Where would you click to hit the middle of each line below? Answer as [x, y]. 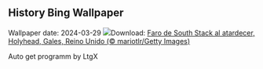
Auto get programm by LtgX [53, 56]
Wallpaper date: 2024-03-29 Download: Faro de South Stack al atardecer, [131, 33]
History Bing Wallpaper [66, 13]
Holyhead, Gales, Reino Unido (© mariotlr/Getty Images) [99, 41]
